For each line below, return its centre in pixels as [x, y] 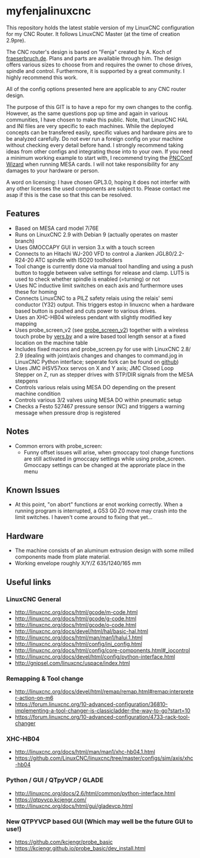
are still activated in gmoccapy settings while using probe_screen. [105, 459]
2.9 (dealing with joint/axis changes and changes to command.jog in [99, 355]
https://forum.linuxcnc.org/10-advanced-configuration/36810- [91, 704]
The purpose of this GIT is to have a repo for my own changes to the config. [99, 107]
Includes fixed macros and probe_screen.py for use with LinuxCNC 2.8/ [103, 349]
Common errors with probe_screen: [59, 446]
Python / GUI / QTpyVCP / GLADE [55, 780]
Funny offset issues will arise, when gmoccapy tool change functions [109, 452]
